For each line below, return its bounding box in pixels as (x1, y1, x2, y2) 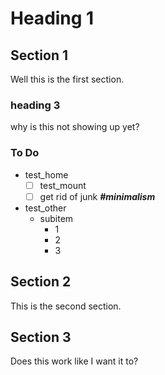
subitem (39, 212, 74, 224)
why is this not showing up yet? (10, 121, 140, 133)
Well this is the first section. (10, 73, 125, 85)
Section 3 (10, 328, 72, 346)
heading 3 (10, 98, 61, 112)
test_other (24, 202, 67, 214)
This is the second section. (10, 300, 122, 312)
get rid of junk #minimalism (39, 190, 156, 202)
